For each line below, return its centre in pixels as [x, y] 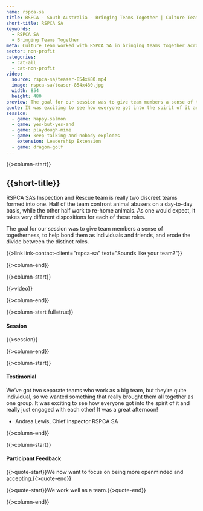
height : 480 [27, 96]
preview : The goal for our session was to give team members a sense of [100, 102]
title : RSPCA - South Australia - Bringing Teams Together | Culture [96, 18]
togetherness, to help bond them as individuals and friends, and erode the [98, 235]
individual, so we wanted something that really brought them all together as [100, 397]
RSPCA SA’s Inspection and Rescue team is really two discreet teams [92, 198]
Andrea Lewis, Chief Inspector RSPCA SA [66, 421]
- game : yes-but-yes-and [43, 125]
